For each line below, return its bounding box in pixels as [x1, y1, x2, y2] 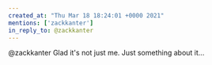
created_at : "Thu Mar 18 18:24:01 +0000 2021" [8, 11, 165, 20]
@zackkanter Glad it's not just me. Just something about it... [8, 48, 205, 58]
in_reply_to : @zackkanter [8, 26, 93, 34]
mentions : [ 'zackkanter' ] [8, 19, 93, 27]
